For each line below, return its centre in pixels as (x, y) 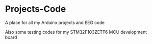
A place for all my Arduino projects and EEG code (55, 22)
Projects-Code (36, 9)
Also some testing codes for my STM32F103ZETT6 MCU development (76, 32)
